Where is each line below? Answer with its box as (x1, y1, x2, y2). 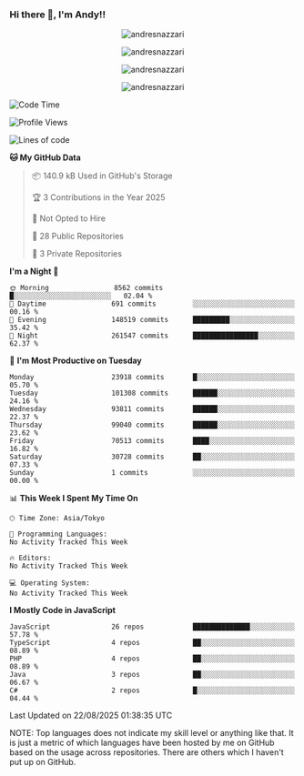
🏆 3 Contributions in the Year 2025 (31, 192, 166, 203)
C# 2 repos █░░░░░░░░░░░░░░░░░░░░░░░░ (9, 686, 296, 695)
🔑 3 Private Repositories (31, 248, 123, 259)
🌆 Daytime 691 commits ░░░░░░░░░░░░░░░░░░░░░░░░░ (9, 299, 296, 308)
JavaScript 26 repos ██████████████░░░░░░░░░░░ (9, 622, 296, 631)
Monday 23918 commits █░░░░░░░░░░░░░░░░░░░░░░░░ (9, 373, 296, 382)
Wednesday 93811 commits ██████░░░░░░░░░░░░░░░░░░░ (9, 405, 296, 414)
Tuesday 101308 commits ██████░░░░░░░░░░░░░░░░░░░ (9, 388, 296, 398)
